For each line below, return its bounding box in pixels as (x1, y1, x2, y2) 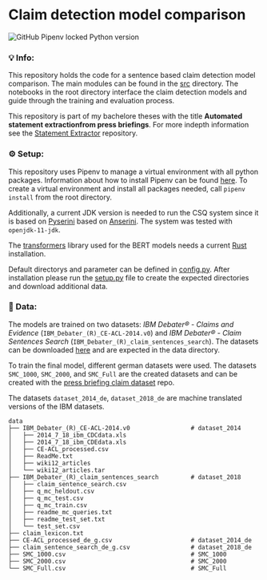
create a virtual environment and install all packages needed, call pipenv (8, 183, 245, 193)
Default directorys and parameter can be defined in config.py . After (8, 264, 230, 274)
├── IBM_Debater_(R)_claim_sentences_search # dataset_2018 (8, 473, 241, 481)
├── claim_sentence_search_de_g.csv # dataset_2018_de (8, 543, 252, 551)
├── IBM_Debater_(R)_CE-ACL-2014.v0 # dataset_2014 (8, 424, 241, 432)
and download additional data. (8, 281, 108, 291)
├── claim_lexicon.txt (8, 529, 84, 538)
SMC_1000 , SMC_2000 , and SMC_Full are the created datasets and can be (8, 369, 238, 378)
